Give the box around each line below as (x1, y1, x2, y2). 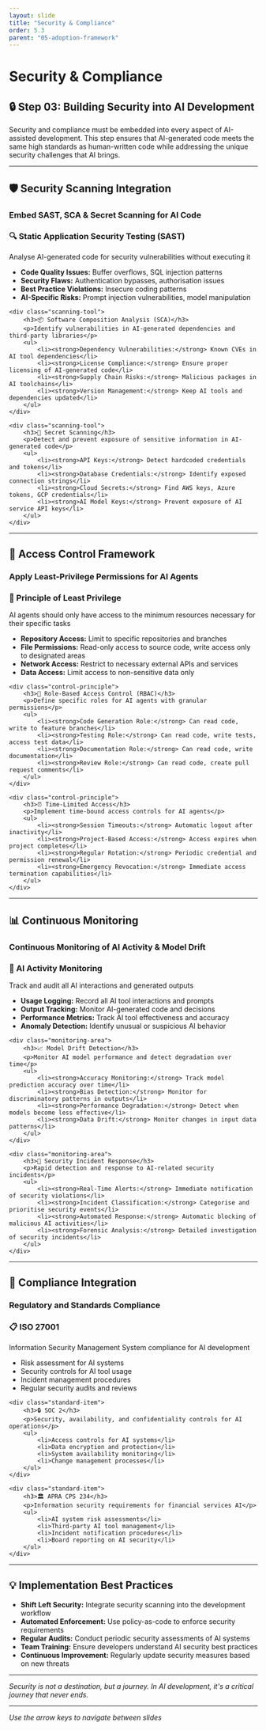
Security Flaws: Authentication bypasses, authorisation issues (20, 275, 225, 285)
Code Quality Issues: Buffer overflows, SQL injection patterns (20, 267, 223, 277)
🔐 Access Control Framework (9, 548, 155, 561)
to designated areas (20, 651, 86, 661)
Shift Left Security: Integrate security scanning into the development (20, 1599, 245, 1609)
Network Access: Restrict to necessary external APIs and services (20, 659, 239, 669)
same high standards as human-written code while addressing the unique (9, 142, 249, 151)
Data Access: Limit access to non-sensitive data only (20, 668, 195, 677)
